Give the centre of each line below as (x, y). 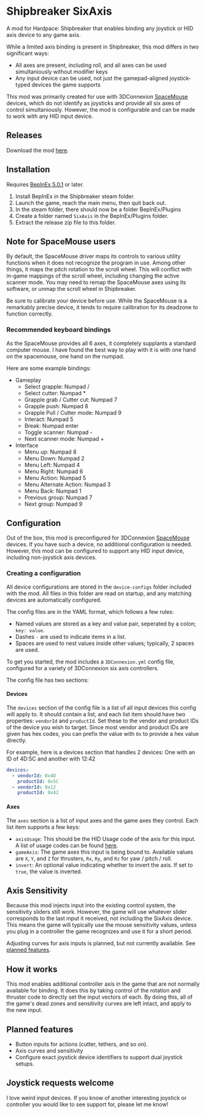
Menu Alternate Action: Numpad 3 (67, 484)
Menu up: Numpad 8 (50, 452)
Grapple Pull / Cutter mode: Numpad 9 (73, 412)
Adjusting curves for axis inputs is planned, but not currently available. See (101, 943)
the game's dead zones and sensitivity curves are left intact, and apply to (99, 1004)
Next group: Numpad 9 (53, 504)
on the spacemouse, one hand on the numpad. (65, 356)
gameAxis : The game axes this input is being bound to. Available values (104, 852)
